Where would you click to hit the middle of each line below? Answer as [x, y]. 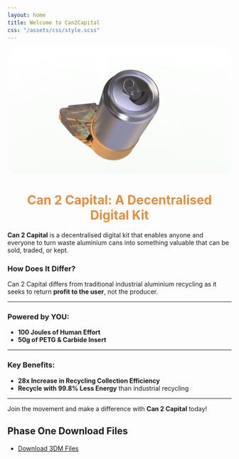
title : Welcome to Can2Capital [54, 22]
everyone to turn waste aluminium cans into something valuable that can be [118, 242]
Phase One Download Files [68, 431]
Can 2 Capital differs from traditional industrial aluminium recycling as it [112, 284]
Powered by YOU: [38, 317]
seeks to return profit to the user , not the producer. [83, 292]
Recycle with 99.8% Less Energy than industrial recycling [103, 388]
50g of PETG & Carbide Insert [62, 340]
